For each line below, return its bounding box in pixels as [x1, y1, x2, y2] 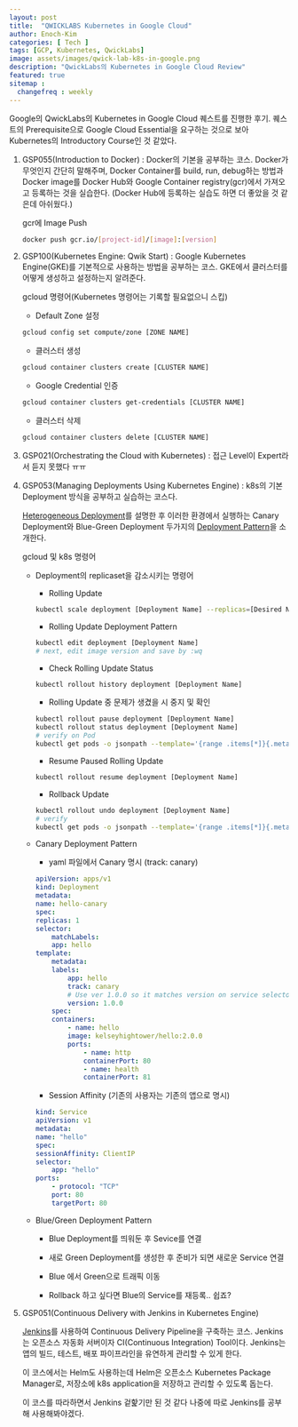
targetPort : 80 [51, 1199, 108, 1208]
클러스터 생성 [35, 346, 82, 356]
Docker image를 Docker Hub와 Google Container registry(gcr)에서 [21, 176, 263, 187]
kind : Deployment [35, 883, 100, 892]
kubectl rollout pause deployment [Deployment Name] [35, 714, 235, 724]
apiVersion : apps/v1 [35, 874, 112, 884]
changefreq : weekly [17, 87, 93, 96]
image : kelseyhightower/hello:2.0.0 [67, 1032, 203, 1040]
